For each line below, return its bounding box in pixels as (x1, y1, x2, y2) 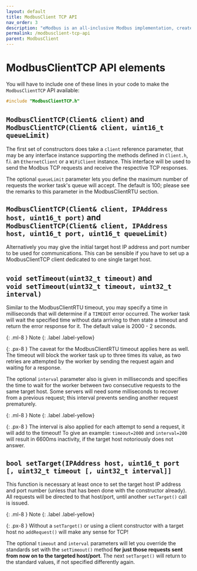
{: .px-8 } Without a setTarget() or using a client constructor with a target (6, 522, 184, 529)
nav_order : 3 (6, 19, 38, 25)
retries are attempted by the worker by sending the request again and (6, 358, 174, 365)
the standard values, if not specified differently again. (6, 559, 135, 566)
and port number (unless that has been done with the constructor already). (6, 487, 187, 494)
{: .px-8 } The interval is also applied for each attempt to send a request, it (6, 423, 185, 430)
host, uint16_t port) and (6, 212, 101, 223)
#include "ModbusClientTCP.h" (6, 98, 80, 104)
